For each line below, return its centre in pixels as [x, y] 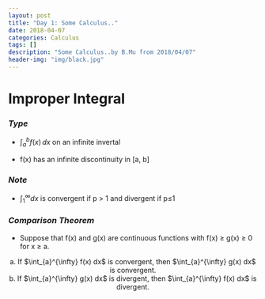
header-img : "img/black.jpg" [56, 60]
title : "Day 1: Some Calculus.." [63, 23]
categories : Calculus [44, 38]
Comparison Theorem [51, 221]
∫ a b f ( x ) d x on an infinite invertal [70, 142]
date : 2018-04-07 [37, 30]
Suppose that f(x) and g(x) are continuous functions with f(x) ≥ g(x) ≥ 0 [136, 237]
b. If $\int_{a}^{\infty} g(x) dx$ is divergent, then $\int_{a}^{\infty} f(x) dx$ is [133, 278]
